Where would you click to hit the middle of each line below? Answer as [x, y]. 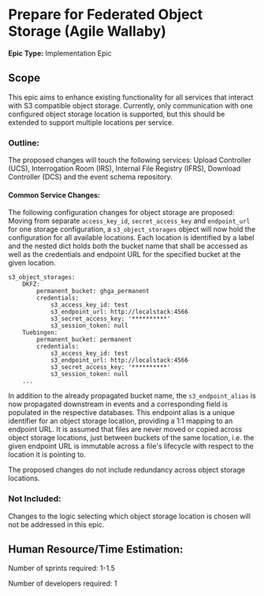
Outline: [24, 142]
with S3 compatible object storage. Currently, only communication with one [131, 105]
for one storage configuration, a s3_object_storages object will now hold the [132, 229]
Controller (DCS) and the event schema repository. [91, 177]
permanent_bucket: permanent [84, 340]
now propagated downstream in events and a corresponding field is [118, 404]
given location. [32, 263]
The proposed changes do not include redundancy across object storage [127, 470]
